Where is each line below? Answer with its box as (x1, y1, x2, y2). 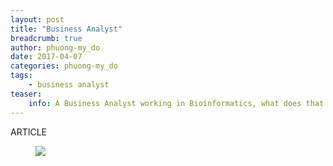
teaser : (10, 89, 43, 99)
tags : (10, 71, 33, 81)
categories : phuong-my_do (10, 61, 118, 71)
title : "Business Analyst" (10, 24, 123, 34)
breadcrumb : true (10, 33, 83, 43)
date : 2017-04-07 (10, 52, 83, 62)
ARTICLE (10, 126, 48, 138)
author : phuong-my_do (10, 42, 101, 53)
